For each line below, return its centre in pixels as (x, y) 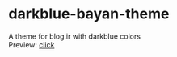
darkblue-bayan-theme (89, 14)
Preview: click (32, 44)
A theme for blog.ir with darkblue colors (75, 36)
